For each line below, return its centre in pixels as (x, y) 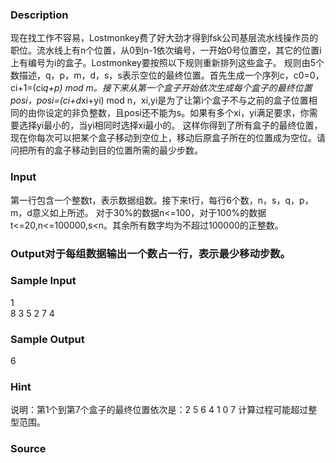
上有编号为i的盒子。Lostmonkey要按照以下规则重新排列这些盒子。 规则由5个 (167, 63)
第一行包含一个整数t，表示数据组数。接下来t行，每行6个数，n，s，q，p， (162, 200)
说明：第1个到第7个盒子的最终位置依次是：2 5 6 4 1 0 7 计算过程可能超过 (159, 410)
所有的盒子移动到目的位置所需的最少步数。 (115, 150)
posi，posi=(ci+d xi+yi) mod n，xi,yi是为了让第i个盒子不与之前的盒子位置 (159, 100)
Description (39, 15)
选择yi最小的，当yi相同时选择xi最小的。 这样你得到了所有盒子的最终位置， (170, 125)
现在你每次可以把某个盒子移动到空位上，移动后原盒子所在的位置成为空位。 (163, 138)
